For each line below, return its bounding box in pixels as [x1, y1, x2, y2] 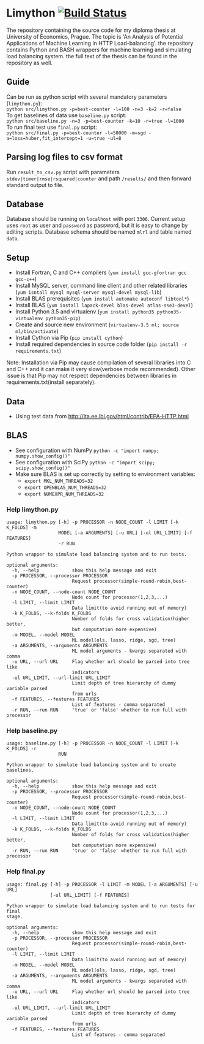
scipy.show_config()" [15, 465, 70, 471]
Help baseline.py [6, 727, 58, 735]
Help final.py [6, 867, 46, 876]
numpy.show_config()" [15, 453, 70, 459]
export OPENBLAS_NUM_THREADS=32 [24, 485, 107, 491]
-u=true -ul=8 [85, 135, 122, 141]
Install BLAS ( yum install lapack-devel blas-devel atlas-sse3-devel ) [15, 301, 194, 309]
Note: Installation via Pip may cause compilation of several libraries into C [6, 359, 191, 366]
